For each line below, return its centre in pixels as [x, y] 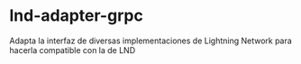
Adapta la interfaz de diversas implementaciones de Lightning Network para [151, 41]
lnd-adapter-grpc [77, 16]
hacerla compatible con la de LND [73, 50]
